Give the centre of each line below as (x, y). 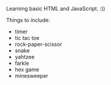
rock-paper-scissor (38, 44)
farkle (22, 63)
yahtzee (25, 57)
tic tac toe (27, 38)
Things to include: (28, 20)
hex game (27, 70)
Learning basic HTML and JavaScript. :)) (56, 9)
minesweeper (31, 76)
